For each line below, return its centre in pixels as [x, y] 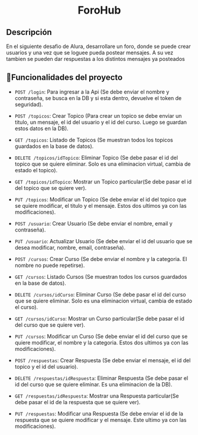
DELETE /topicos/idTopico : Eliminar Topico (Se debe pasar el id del [96, 157]
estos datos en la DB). [42, 128]
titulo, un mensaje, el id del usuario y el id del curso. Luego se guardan [101, 122]
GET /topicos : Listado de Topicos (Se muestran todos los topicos [94, 140]
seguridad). [29, 104]
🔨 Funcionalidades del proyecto [64, 78]
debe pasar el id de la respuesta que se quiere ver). [77, 402]
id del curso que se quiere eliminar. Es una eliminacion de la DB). [93, 384]
